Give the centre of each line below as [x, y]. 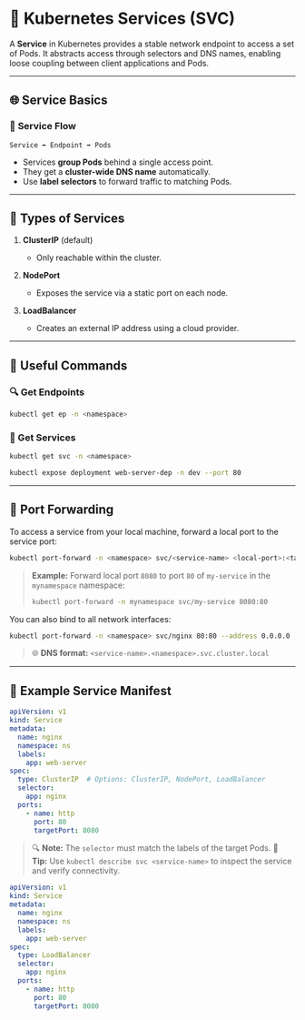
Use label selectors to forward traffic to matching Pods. [127, 181]
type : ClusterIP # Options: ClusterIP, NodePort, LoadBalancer [142, 780]
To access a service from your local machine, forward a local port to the [144, 531]
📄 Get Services [43, 438]
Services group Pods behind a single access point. [118, 162]
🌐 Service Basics [59, 101]
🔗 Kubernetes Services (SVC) [123, 19]
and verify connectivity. [76, 871]
